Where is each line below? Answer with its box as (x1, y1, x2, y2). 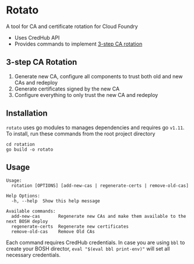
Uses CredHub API (14, 34, 60, 41)
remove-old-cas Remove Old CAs (11, 229, 95, 235)
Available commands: (6, 209, 57, 214)
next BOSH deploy (6, 218, 48, 225)
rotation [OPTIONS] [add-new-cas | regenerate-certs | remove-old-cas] (11, 183, 189, 189)
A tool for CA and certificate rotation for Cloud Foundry (6, 23, 138, 30)
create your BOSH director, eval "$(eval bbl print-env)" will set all (6, 245, 170, 252)
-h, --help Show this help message (11, 198, 100, 204)
